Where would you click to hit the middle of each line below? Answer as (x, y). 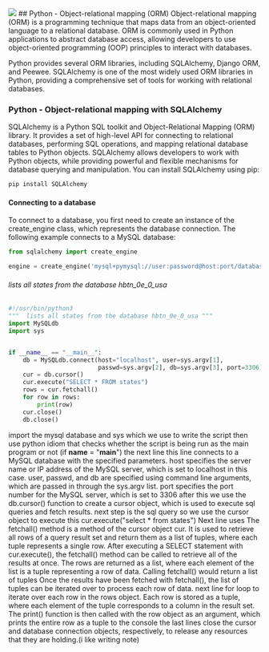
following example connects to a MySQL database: (92, 237)
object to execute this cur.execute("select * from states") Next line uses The (134, 520)
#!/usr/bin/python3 (41, 309)
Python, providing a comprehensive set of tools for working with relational (130, 80)
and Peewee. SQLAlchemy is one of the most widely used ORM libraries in (131, 72)
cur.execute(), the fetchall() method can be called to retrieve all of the (123, 554)
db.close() (41, 419)
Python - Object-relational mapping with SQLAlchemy (115, 109)
